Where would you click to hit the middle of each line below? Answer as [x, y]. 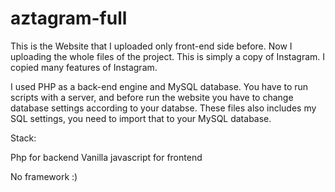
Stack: [23, 138]
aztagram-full [69, 18]
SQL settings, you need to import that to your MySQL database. [141, 118]
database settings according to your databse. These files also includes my [163, 108]
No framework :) [44, 176]
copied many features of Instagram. [84, 67]
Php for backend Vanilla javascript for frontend [106, 157]
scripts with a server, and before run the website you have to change [152, 97]
